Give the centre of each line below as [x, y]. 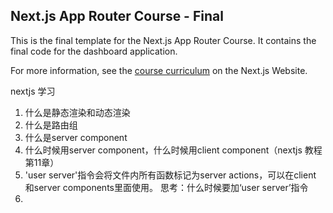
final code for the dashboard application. [94, 51]
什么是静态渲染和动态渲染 [77, 112]
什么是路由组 [51, 125]
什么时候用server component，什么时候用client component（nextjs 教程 [173, 150]
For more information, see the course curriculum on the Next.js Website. [159, 70]
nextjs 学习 [33, 91]
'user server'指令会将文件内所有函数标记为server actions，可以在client [170, 175]
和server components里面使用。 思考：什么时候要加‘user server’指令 [166, 187]
